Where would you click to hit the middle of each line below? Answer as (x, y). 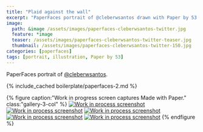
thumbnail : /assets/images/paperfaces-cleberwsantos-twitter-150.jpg (101, 46)
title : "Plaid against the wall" (49, 12)
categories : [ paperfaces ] (39, 51)
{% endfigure (179, 117)
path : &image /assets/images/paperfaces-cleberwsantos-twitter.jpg (99, 29)
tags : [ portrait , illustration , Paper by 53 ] (65, 57)
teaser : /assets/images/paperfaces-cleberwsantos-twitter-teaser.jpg (101, 40)
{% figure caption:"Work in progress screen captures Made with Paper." (96, 97)
